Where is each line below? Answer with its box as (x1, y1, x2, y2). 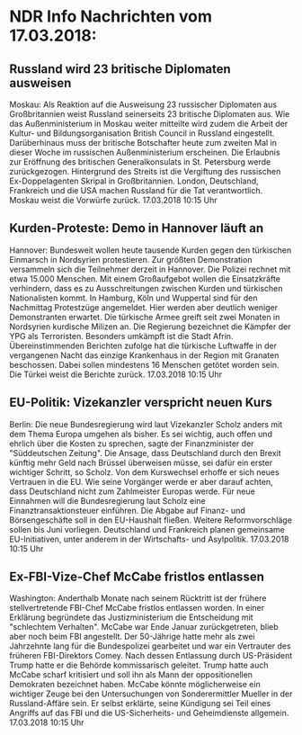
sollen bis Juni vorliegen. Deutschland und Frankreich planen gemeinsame (9, 524, 285, 534)
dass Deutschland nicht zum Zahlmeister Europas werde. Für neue (9, 486, 256, 497)
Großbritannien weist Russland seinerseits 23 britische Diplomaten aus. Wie (9, 109, 290, 119)
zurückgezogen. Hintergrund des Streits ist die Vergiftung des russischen (9, 166, 281, 176)
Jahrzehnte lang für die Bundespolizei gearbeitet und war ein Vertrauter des (9, 641, 291, 651)
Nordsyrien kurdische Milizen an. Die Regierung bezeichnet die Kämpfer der (9, 321, 291, 332)
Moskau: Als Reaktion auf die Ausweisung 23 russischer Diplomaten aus (9, 99, 277, 110)
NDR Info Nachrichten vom (9, 6, 213, 27)
